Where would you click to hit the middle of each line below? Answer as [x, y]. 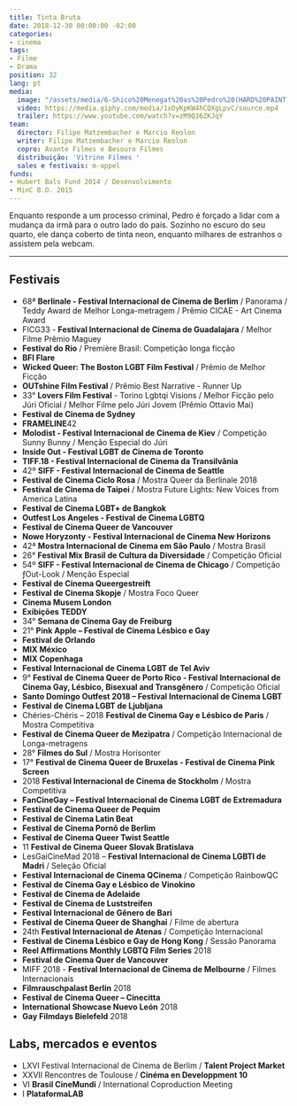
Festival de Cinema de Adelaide [81, 893]
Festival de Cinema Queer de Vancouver [98, 527]
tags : [19, 50]
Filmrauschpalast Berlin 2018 [76, 987]
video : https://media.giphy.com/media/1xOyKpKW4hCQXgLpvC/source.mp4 [148, 108]
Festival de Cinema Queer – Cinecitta [91, 997]
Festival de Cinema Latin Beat [78, 818]
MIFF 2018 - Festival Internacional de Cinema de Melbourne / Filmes [149, 969]
